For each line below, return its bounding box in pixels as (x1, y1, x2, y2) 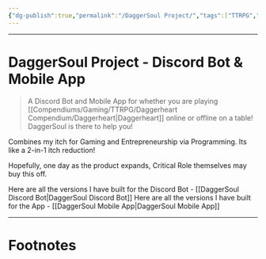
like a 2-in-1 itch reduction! (8, 145, 96, 154)
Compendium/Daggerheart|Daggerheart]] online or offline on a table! (27, 112, 253, 123)
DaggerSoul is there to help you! (27, 121, 133, 131)
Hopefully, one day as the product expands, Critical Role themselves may (8, 160, 247, 170)
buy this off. (8, 169, 47, 178)
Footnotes (8, 236, 77, 254)
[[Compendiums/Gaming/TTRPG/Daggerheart (27, 105, 178, 114)
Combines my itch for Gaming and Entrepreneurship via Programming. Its (8, 136, 247, 147)
